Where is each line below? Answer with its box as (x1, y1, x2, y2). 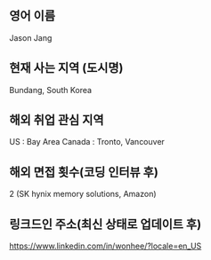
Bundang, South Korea (9, 84, 92, 95)
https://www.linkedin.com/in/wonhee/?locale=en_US (9, 240, 202, 251)
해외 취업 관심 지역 (9, 113, 104, 128)
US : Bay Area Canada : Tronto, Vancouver (9, 137, 165, 147)
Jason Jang (9, 32, 53, 43)
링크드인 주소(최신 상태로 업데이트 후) (9, 217, 202, 232)
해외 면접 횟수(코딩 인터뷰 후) (9, 164, 158, 179)
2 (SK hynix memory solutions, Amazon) (9, 189, 158, 200)
